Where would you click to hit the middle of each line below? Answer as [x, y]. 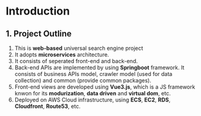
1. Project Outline [39, 34]
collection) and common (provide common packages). [83, 80]
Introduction [38, 11]
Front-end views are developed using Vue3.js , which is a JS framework [105, 87]
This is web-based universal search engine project [79, 48]
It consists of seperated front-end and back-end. [76, 61]
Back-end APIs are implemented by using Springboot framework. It [99, 67]
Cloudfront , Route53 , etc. [47, 106]
